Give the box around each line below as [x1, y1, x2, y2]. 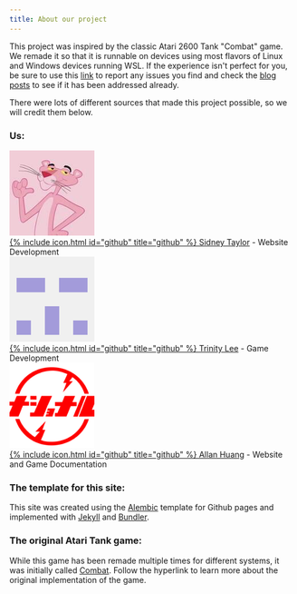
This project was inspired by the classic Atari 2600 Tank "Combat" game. [9, 41, 283, 52]
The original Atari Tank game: [9, 534, 142, 547]
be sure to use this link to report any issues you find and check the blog [9, 69, 277, 81]
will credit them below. [9, 106, 93, 117]
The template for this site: [9, 481, 125, 494]
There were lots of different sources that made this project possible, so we [9, 96, 288, 108]
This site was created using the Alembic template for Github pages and [9, 502, 274, 513]
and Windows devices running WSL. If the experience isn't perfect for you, [9, 60, 288, 71]
